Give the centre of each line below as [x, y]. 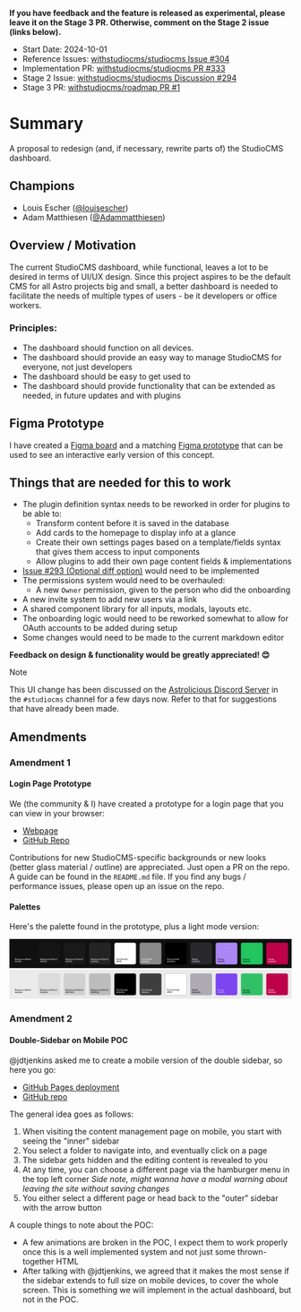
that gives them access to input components [117, 552]
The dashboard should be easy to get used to [106, 376]
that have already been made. [64, 709]
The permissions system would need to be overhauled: [124, 581]
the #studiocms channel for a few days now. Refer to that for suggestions [143, 699]
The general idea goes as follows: [72, 1114]
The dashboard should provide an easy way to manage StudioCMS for [152, 357]
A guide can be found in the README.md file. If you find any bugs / [128, 876]
